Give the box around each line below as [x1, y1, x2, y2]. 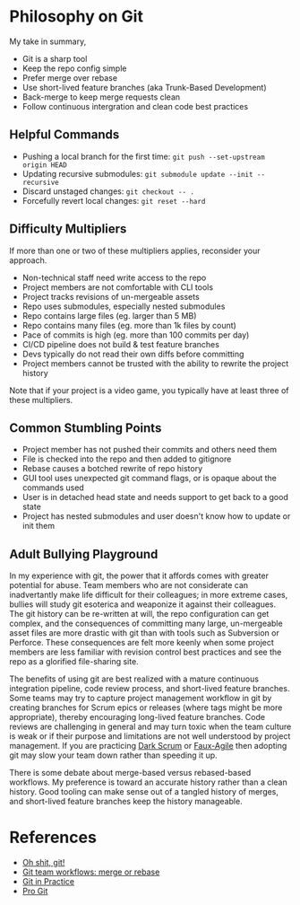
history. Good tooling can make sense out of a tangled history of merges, [9, 786, 279, 797]
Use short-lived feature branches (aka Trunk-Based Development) [21, 82, 267, 92]
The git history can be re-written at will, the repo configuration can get [9, 609, 270, 619]
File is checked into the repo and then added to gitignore [21, 453, 232, 464]
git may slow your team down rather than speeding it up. [9, 750, 218, 760]
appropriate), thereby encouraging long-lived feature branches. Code [9, 712, 266, 723]
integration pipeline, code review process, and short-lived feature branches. [9, 683, 290, 694]
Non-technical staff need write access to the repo [21, 272, 207, 283]
